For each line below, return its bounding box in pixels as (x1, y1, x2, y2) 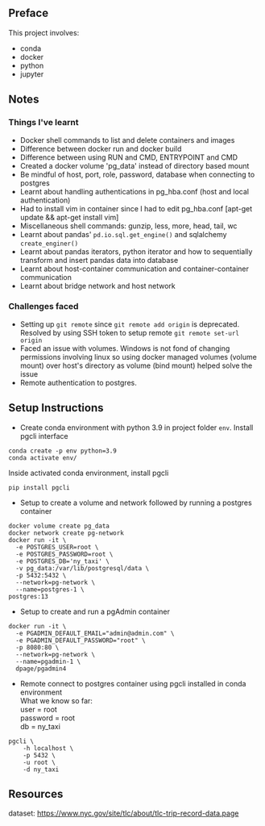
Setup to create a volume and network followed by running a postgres (19, 498, 252, 507)
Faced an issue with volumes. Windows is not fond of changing (19, 343, 230, 353)
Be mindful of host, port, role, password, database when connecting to (19, 169, 255, 179)
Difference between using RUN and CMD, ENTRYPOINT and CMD (19, 152, 238, 162)
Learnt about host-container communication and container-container (19, 264, 250, 273)
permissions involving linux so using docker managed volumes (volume (19, 352, 258, 361)
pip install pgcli (8, 483, 70, 491)
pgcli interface (19, 431, 68, 440)
